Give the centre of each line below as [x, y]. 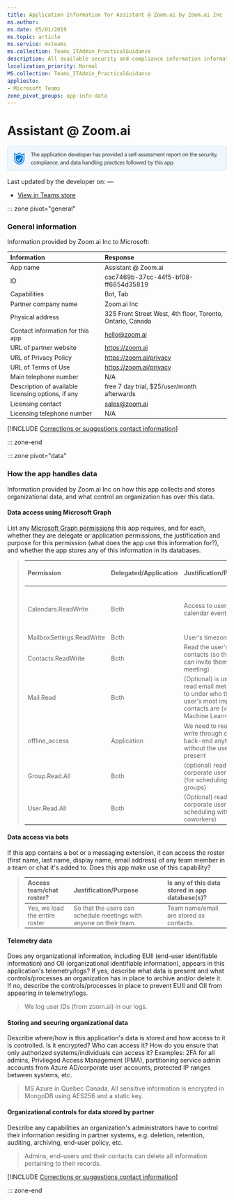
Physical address [34, 317]
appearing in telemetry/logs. [48, 993]
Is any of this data [194, 883]
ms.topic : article [34, 37]
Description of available [44, 386]
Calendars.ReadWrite [58, 609]
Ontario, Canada [128, 321]
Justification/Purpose [106, 890]
